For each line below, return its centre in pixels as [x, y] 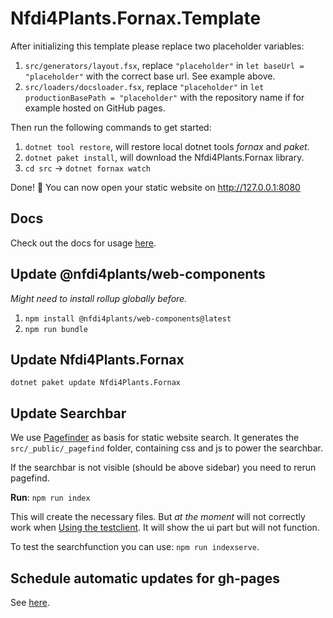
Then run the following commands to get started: [111, 127]
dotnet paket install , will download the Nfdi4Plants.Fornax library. [164, 157]
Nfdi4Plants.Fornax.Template [136, 18]
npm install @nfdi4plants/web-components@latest [128, 318]
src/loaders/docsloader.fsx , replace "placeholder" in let [144, 86]
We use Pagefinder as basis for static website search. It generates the [155, 438]
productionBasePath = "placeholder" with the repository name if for [164, 97]
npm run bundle [56, 329]
